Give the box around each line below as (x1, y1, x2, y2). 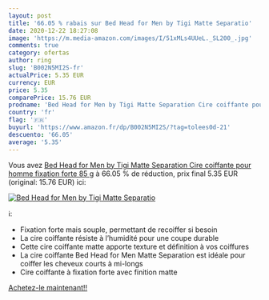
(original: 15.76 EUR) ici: (8, 177, 86, 186)
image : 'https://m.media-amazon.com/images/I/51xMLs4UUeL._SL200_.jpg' (8, 34, 252, 42)
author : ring (8, 57, 52, 65)
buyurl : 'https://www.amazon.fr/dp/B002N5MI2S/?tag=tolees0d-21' (8, 123, 231, 131)
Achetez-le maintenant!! (8, 282, 88, 292)
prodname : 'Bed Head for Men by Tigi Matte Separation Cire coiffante (8, 101, 249, 109)
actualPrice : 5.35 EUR (8, 71, 84, 79)
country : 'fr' (8, 109, 56, 117)
